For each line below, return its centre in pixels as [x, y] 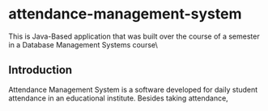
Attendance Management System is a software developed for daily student [133, 89]
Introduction [40, 70]
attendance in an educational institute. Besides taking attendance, [118, 98]
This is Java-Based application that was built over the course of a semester [134, 36]
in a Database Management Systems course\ [83, 44]
